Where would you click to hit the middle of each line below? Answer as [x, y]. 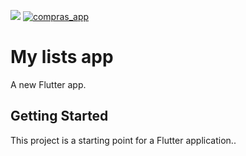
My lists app [62, 57]
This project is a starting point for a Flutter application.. [123, 140]
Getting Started [59, 116]
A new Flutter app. [48, 84]
